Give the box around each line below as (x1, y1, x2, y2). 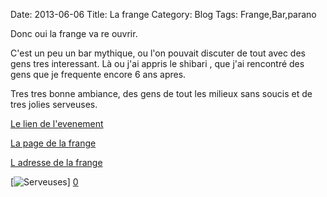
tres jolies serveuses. (10, 99, 98, 110)
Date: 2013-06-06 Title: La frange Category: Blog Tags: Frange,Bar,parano (10, 9, 317, 20)
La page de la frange (10, 137, 97, 149)
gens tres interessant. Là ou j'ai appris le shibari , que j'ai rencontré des (10, 58, 305, 69)
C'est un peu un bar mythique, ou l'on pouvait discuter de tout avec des (10, 47, 306, 59)
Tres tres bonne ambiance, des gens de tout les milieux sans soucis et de (10, 88, 313, 99)
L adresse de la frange (10, 157, 103, 168)
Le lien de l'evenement (10, 118, 104, 129)
